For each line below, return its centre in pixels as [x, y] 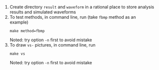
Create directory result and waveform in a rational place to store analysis [82, 7]
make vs [17, 54]
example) [19, 22]
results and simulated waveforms [43, 12]
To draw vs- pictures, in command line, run [53, 45]
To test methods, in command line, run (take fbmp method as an [73, 17]
